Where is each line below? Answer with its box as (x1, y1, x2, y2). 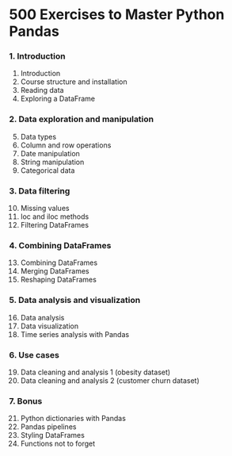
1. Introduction (9, 51, 66, 62)
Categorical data (20, 165, 75, 175)
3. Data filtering (9, 185, 70, 196)
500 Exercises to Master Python (9, 6, 225, 24)
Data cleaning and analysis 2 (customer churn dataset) (20, 375, 200, 385)
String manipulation (20, 157, 85, 167)
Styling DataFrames (20, 431, 86, 440)
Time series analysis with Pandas (20, 329, 130, 339)
